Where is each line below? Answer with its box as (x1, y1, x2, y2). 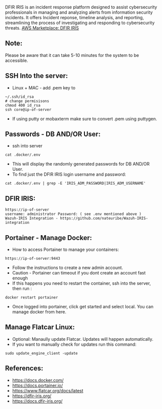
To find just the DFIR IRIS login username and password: (12, 171, 126, 177)
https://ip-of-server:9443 (5, 256, 60, 261)
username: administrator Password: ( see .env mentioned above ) (5, 212, 141, 217)
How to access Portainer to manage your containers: (12, 246, 119, 252)
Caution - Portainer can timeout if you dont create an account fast (12, 270, 146, 276)
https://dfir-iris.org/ (12, 393, 52, 399)
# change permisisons (5, 98, 50, 104)
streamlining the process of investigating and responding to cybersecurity (5, 20, 155, 26)
